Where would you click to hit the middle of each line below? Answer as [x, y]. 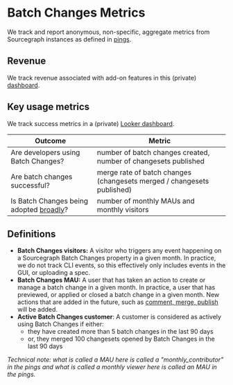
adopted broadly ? [39, 209]
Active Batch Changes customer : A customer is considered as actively [119, 317]
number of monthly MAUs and [146, 201]
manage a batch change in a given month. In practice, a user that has [116, 287]
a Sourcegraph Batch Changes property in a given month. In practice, [116, 258]
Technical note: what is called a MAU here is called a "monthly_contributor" [115, 360]
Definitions [32, 234]
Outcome [50, 141]
